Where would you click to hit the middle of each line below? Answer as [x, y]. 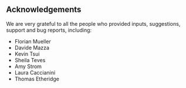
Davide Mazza [32, 48]
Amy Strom [28, 66]
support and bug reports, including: [49, 30]
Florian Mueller [33, 41]
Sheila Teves [30, 60]
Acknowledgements [44, 10]
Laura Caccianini [35, 72]
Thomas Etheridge [37, 79]
